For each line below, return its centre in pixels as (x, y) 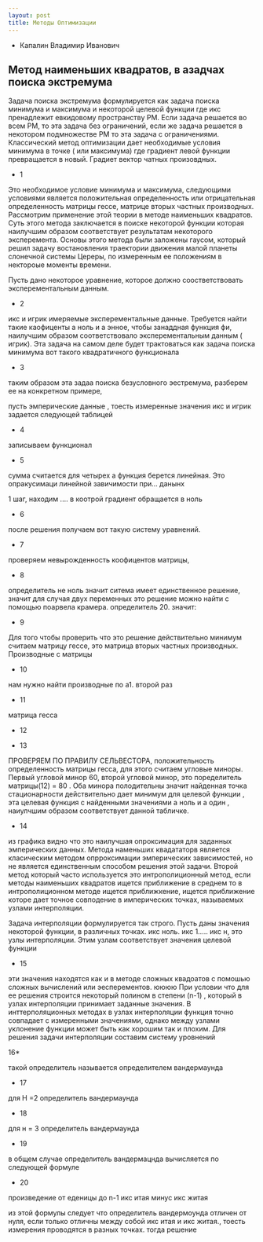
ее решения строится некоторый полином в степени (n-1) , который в (125, 995)
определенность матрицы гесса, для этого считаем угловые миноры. (126, 769)
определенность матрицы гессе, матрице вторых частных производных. (131, 207)
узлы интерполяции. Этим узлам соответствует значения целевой (120, 940)
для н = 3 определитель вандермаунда (74, 1129)
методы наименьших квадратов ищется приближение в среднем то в (125, 883)
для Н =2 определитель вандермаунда (73, 1098)
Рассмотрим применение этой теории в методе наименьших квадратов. (130, 215)
